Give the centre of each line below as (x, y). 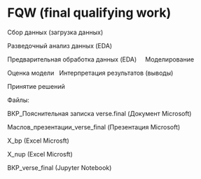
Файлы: (19, 100)
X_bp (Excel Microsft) (39, 141)
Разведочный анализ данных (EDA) (60, 45)
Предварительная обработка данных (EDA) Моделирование (101, 59)
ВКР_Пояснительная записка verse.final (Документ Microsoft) (99, 113)
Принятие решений (36, 86)
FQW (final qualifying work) (89, 13)
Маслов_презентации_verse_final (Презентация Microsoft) (94, 127)
